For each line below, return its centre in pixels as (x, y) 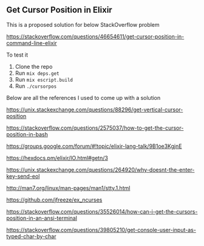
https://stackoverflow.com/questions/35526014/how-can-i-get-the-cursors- (102, 211)
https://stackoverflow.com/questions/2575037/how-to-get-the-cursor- (95, 128)
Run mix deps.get (37, 73)
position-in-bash (27, 134)
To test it (17, 55)
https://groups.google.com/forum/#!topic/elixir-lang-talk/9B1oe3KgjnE (94, 146)
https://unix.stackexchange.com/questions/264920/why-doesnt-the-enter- (100, 169)
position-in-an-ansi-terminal (42, 218)
